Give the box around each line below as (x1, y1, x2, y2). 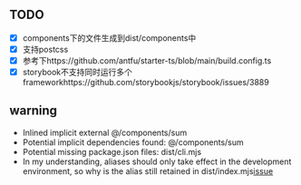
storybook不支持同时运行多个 (22, 67, 133, 77)
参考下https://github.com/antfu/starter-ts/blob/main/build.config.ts (22, 54, 272, 66)
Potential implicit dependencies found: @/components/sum (22, 136, 245, 148)
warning (9, 103, 57, 119)
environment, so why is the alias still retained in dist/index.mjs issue (22, 165, 274, 176)
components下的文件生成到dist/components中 (22, 32, 197, 44)
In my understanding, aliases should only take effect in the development (22, 156, 292, 167)
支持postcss (22, 44, 69, 54)
